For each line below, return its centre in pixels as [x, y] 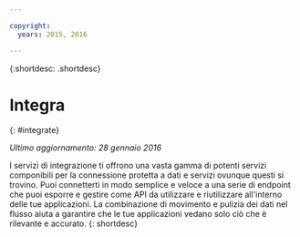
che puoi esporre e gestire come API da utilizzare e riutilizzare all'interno [146, 195]
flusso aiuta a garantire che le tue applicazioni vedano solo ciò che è [138, 214]
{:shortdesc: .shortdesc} [56, 68]
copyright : [30, 26]
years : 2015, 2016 [53, 34]
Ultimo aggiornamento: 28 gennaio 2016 [86, 148]
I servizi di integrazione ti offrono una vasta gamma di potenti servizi [138, 166]
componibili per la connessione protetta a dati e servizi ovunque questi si [147, 175]
